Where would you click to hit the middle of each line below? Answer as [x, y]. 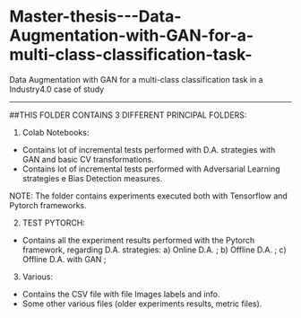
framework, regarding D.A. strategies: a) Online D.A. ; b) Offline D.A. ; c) [154, 250]
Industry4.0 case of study [57, 89]
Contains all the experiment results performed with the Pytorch [138, 240]
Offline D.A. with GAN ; [64, 259]
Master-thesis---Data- [95, 17]
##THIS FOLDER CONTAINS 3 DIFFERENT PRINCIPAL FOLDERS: [128, 115]
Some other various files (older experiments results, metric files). [142, 304]
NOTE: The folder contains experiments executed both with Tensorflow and [149, 196]
